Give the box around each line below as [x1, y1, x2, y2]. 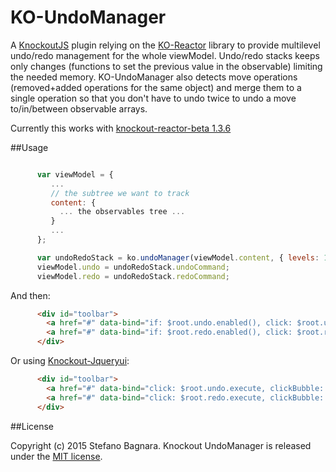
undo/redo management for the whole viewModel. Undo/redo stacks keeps [10, 49, 320, 61]
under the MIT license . [10, 450, 103, 462]
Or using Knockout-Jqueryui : [10, 355, 130, 367]
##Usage [10, 141, 49, 153]
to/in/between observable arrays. [10, 102, 148, 115]
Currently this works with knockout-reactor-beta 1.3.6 [10, 122, 232, 134]
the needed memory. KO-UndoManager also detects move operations [10, 71, 298, 83]
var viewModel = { [36, 169, 114, 180]
